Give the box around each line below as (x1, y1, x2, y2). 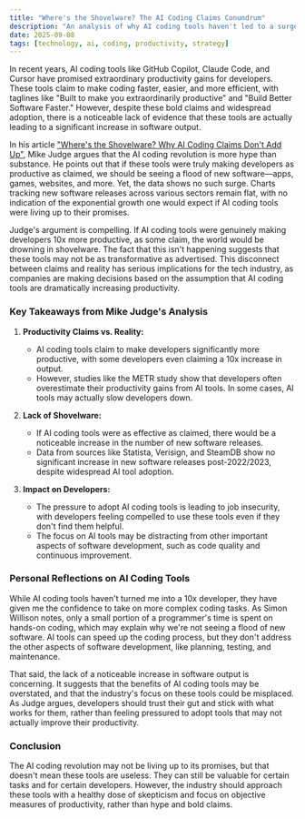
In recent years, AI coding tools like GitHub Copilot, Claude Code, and (9, 64, 271, 75)
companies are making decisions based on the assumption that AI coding (9, 273, 284, 284)
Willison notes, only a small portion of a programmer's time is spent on (9, 612, 274, 623)
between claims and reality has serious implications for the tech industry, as (9, 263, 294, 274)
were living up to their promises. (9, 207, 130, 218)
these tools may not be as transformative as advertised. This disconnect (9, 254, 280, 265)
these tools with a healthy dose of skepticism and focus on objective (9, 789, 266, 801)
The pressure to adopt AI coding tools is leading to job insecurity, (35, 501, 280, 512)
